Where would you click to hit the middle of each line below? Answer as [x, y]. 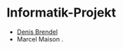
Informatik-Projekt [61, 13]
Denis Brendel [37, 32]
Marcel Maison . [40, 39]
